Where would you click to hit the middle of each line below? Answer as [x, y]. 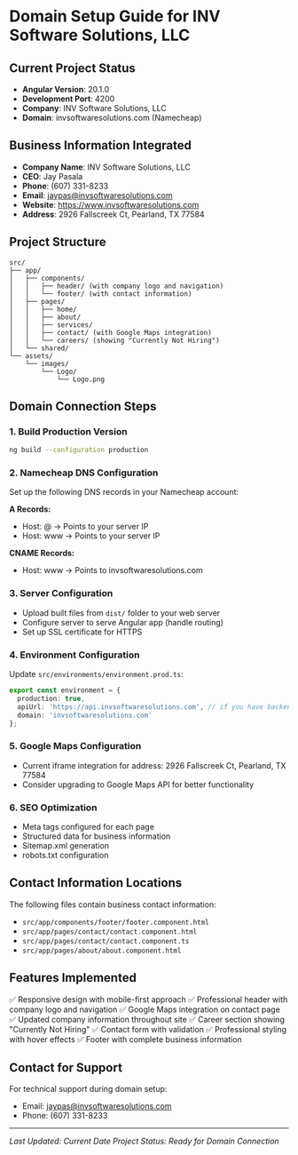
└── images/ [47, 363]
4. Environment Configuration [74, 655]
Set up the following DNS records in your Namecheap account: [124, 492]
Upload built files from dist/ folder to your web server [121, 613]
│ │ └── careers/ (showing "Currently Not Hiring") [114, 340]
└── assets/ [31, 356]
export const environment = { [65, 690]
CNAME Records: [42, 554]
